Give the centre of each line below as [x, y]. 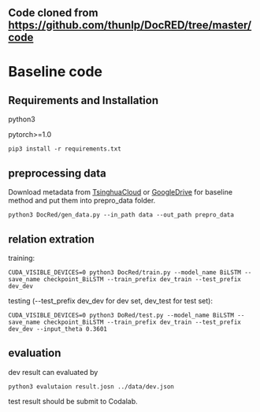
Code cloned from [53, 13]
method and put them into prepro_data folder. [82, 201]
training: [22, 258]
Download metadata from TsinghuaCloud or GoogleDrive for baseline [121, 192]
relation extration [51, 239]
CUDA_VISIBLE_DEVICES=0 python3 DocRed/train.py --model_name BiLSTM [125, 273]
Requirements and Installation [84, 100]
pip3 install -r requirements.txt [65, 149]
